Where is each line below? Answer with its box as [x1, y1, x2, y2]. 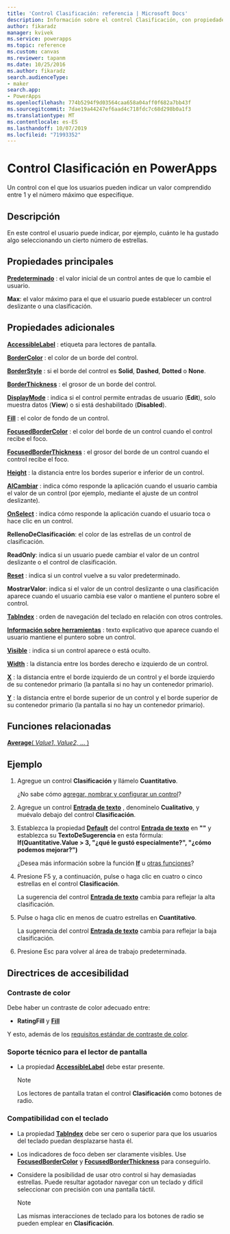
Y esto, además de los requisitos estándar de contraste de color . [7, 1030, 190, 1038]
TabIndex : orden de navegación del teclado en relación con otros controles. [7, 612, 223, 621]
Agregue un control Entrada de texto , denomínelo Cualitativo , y [16, 803, 200, 811]
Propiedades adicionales [7, 322, 115, 333]
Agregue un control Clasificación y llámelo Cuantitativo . [16, 776, 178, 785]
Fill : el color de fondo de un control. [7, 414, 110, 422]
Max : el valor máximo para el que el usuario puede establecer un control [7, 294, 212, 302]
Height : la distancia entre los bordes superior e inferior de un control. [7, 468, 205, 477]
